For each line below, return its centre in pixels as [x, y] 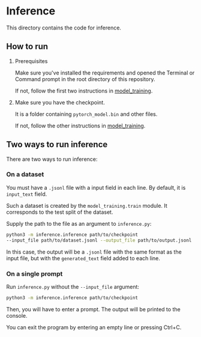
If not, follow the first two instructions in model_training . [84, 91]
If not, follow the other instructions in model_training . [80, 126]
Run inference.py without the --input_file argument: [73, 287]
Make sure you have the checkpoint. [60, 102]
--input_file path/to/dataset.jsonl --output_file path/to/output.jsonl [99, 240]
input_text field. [27, 194]
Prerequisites [31, 61]
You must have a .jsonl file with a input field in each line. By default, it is [96, 187]
